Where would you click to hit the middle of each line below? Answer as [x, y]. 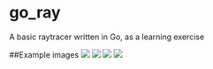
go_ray [35, 13]
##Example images [44, 54]
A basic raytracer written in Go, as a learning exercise [107, 37]
